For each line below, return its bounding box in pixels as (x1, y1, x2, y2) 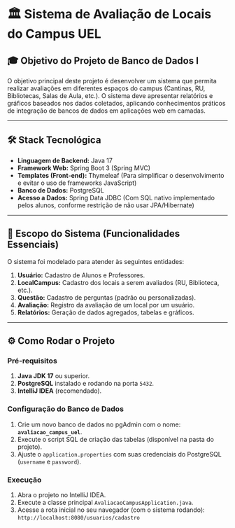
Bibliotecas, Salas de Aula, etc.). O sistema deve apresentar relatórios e (7, 92, 213, 99)
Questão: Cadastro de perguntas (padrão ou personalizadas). (17, 293, 196, 302)
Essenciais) (7, 239, 59, 251)
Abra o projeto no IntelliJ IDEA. (17, 490, 106, 499)
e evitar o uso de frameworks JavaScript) (17, 179, 137, 187)
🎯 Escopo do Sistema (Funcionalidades (7, 228, 180, 239)
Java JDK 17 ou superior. (17, 372, 90, 380)
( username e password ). (17, 457, 82, 466)
